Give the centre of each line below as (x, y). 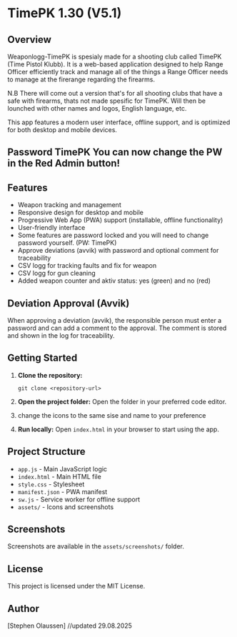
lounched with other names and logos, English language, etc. (97, 108)
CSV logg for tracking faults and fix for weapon (87, 266)
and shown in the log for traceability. (61, 336)
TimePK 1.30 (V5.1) (65, 13)
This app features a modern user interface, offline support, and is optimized (119, 122)
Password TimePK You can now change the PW (115, 152)
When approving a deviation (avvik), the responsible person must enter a (115, 321)
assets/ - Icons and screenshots (66, 507)
